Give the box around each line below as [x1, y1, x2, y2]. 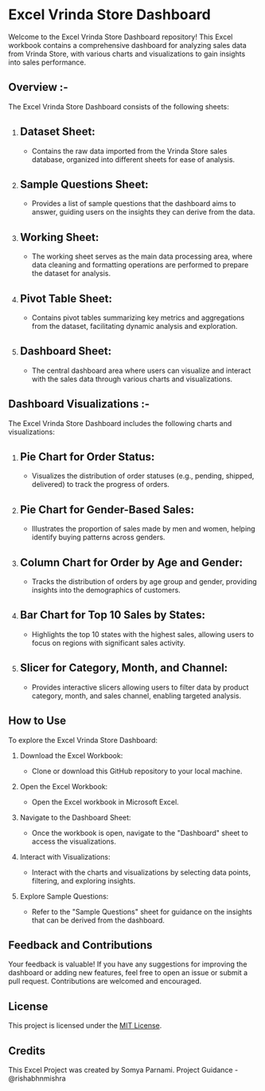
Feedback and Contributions [8, 938, 153, 951]
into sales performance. [8, 57, 87, 67]
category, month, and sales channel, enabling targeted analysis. [31, 690, 242, 700]
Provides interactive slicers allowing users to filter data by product [31, 682, 249, 692]
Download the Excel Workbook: [19, 750, 123, 760]
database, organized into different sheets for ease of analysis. [31, 154, 236, 164]
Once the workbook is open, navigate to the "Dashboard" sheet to [31, 828, 248, 837]
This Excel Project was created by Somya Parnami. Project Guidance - [8, 1065, 239, 1074]
